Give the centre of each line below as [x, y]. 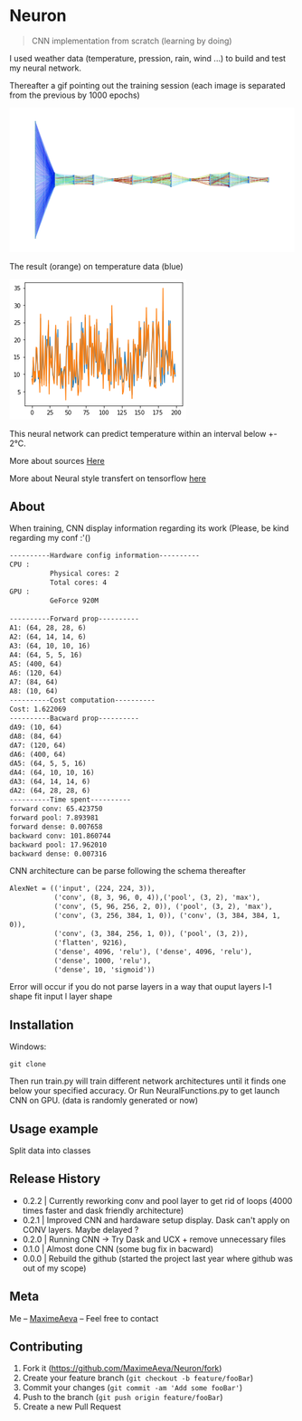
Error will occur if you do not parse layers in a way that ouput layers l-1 [141, 987]
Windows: [28, 1047]
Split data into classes [50, 1151]
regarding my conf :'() [50, 538]
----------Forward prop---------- [75, 619]
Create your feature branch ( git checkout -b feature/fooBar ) [138, 1378]
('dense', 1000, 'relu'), [103, 961]
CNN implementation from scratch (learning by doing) [132, 41]
